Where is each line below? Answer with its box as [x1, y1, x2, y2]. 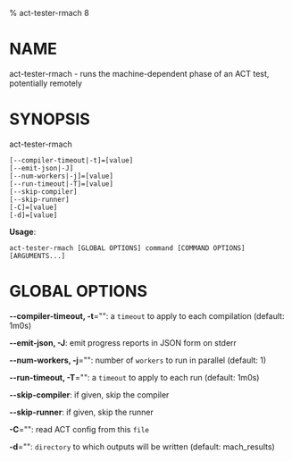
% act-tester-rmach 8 [9, 8, 89, 18]
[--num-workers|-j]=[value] [9, 172, 114, 180]
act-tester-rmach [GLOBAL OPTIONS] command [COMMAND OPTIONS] [9, 243, 246, 253]
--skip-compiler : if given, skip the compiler [9, 389, 170, 400]
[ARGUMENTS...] [9, 251, 66, 260]
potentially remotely [9, 78, 83, 88]
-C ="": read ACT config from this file [9, 423, 150, 434]
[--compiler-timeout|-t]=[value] [9, 155, 134, 164]
